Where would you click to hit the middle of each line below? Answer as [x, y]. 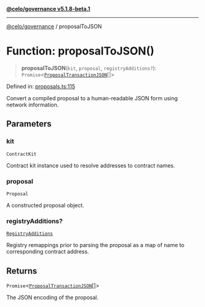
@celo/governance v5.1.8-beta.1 [48, 9]
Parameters [29, 124]
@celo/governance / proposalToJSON [54, 26]
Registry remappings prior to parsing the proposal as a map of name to [95, 245]
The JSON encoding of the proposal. [52, 298]
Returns [22, 271]
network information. [33, 105]
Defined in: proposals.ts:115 [41, 86]
